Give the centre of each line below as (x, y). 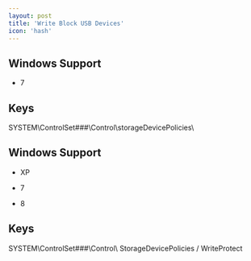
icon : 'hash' (30, 31)
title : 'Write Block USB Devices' (67, 23)
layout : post (30, 16)
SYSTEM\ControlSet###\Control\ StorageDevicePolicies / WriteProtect (125, 248)
